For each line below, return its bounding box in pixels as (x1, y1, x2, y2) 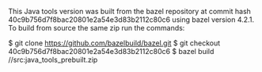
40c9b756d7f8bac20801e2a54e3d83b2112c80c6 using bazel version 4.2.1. (8, 15, 255, 24)
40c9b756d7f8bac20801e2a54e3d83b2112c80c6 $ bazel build (8, 47, 215, 56)
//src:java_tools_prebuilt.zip (8, 55, 98, 64)
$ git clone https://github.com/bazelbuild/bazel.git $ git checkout (8, 38, 221, 48)
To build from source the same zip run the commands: (8, 23, 185, 32)
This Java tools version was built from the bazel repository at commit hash (8, 7, 252, 16)
